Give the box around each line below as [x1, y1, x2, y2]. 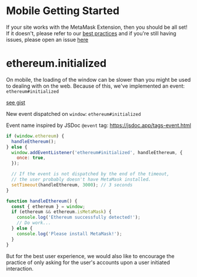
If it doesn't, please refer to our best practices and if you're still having [6, 29, 176, 36]
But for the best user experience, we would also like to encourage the [6, 252, 175, 259]
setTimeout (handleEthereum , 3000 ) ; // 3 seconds [11, 182, 133, 188]
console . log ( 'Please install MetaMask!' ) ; [16, 231, 122, 236]
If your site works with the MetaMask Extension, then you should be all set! [6, 24, 188, 31]
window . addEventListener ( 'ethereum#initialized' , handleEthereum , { [11, 149, 183, 155]
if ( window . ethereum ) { [6, 133, 65, 139]
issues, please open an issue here [6, 36, 89, 43]
